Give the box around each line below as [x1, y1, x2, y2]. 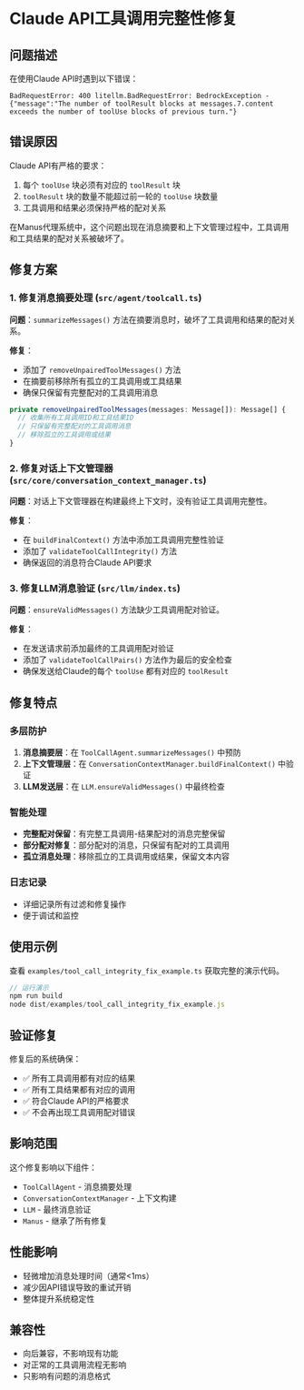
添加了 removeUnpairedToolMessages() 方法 [22, 364, 181, 375]
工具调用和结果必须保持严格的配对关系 [22, 202, 166, 213]
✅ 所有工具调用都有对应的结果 [22, 1073, 136, 1083]
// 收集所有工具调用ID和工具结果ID [17, 413, 134, 423]
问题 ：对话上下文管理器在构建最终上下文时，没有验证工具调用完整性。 [9, 496, 272, 507]
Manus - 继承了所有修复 [22, 1215, 107, 1226]
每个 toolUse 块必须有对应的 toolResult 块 [22, 179, 181, 190]
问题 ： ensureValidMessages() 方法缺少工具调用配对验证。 [9, 604, 225, 615]
